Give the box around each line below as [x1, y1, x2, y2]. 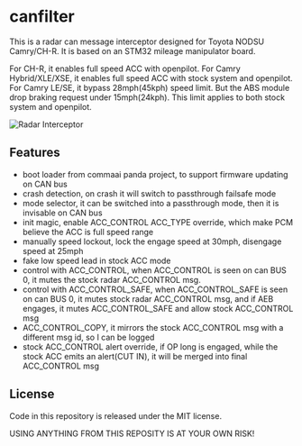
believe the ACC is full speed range [22, 226, 154, 237]
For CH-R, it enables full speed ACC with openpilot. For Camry [9, 63, 241, 74]
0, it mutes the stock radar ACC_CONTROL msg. [22, 274, 201, 285]
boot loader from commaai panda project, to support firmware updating [22, 168, 288, 179]
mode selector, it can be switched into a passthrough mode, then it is [22, 197, 279, 208]
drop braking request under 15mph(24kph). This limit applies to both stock [9, 92, 286, 103]
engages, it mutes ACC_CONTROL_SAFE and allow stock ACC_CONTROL [22, 303, 294, 314]
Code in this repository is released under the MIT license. [9, 410, 223, 421]
